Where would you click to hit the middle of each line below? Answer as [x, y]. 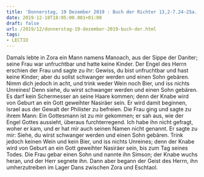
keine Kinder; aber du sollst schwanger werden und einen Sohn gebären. [98, 77]
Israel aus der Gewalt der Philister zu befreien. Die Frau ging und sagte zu [99, 109]
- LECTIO [17, 40]
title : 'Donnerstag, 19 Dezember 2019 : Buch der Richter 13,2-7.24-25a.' [103, 12]
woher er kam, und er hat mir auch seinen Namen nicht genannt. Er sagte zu [102, 129]
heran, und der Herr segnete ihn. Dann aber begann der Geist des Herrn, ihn [102, 161]
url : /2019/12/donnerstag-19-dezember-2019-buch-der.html [81, 29]
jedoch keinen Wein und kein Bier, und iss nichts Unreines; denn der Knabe [100, 141]
